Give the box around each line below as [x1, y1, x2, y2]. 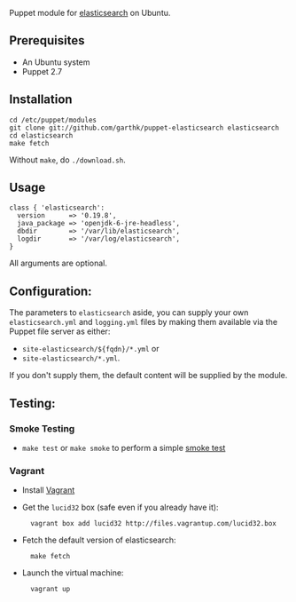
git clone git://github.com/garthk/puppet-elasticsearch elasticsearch [9, 123, 279, 132]
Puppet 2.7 [21, 66, 63, 76]
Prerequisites [9, 33, 85, 48]
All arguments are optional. [9, 257, 108, 269]
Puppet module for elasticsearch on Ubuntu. [9, 8, 171, 18]
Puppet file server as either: [9, 326, 111, 337]
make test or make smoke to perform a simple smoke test [21, 442, 226, 453]
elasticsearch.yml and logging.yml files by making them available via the [9, 317, 277, 328]
